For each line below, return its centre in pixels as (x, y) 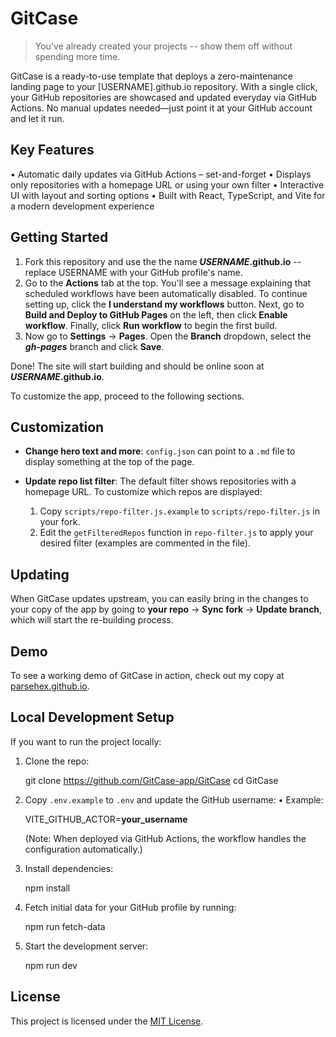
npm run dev (51, 965)
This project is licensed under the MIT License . (107, 1021)
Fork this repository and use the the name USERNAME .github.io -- (163, 261)
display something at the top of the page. (109, 462)
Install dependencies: (69, 868)
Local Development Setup (92, 717)
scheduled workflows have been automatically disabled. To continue (166, 293)
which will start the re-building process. (92, 620)
